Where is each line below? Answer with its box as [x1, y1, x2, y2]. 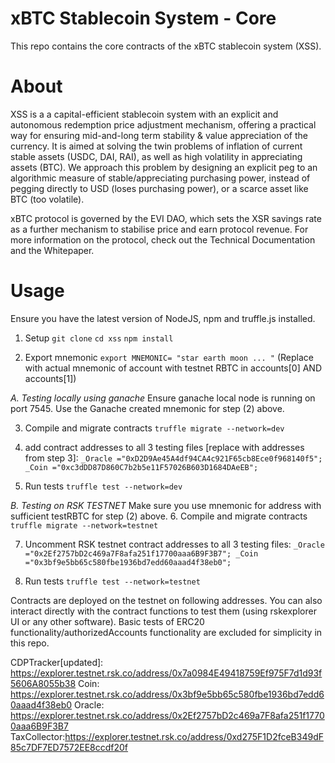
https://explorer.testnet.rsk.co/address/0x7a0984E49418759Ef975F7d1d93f [10, 667, 323, 679]
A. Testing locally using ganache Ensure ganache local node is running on [10, 392, 316, 404]
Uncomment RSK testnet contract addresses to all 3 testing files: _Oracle [24, 538, 325, 550]
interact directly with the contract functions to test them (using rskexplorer [10, 605, 317, 617]
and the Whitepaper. [10, 244, 95, 256]
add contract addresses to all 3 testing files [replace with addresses [24, 441, 305, 453]
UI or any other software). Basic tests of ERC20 [10, 615, 205, 627]
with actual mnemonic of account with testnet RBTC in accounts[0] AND [24, 362, 322, 374]
